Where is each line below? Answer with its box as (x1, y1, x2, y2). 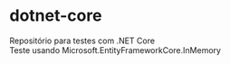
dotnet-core (9, 5, 102, 26)
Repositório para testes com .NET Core (9, 35, 156, 46)
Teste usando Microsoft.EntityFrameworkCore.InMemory (9, 44, 222, 55)
